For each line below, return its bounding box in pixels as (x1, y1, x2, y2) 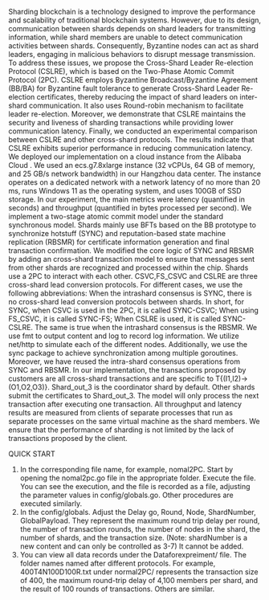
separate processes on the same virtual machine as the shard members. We (8, 417, 260, 426)
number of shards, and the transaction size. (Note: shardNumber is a (19, 533, 247, 542)
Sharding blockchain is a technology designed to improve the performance (8, 7, 255, 16)
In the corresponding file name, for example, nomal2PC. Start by (19, 465, 234, 474)
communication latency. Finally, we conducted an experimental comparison (8, 126, 259, 136)
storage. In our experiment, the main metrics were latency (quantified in (8, 194, 245, 204)
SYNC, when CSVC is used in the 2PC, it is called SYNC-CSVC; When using (8, 305, 259, 315)
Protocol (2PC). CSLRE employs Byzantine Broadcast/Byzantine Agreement (8, 76, 259, 84)
